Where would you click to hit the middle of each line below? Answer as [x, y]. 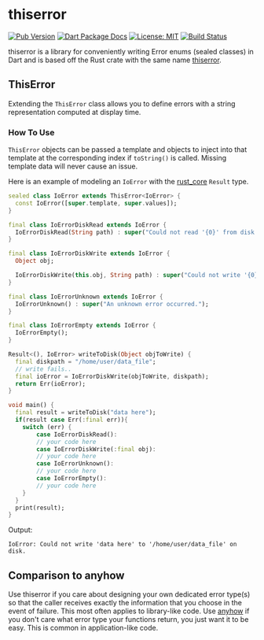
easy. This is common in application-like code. [83, 628]
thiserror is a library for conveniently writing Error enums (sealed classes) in [131, 51]
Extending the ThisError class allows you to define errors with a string [122, 103]
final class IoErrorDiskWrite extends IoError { [89, 253]
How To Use [31, 132]
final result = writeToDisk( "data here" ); [86, 412]
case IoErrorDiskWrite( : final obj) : [96, 449]
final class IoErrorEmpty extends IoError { [82, 326]
